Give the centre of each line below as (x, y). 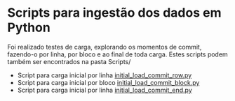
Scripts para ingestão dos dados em (114, 13)
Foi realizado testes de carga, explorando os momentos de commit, (105, 47)
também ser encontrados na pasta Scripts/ (69, 61)
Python (29, 28)
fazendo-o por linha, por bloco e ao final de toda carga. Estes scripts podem (117, 54)
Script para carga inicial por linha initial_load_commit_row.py (105, 75)
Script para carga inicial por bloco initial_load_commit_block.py (108, 82)
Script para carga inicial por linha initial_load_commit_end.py (105, 90)
